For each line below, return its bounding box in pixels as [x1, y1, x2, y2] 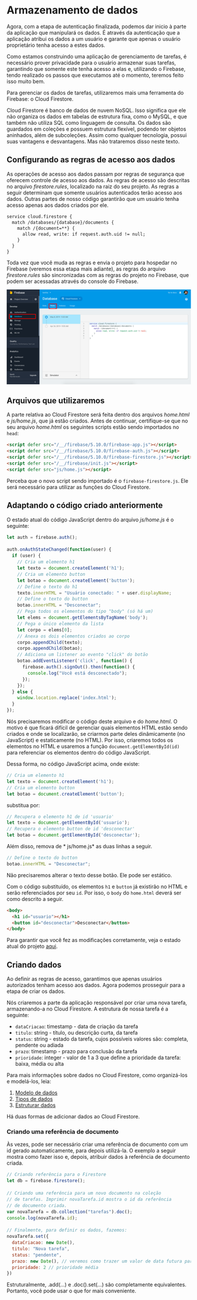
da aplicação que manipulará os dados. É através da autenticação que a [6, 29, 180, 36]
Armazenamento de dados [6, 4, 138, 17]
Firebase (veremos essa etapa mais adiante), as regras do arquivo [6, 265, 166, 272]
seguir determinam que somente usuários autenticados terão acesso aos [6, 189, 183, 196]
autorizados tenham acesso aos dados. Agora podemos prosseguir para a [6, 982, 185, 989]
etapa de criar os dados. [6, 988, 66, 995]
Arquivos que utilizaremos [6, 396, 105, 406]
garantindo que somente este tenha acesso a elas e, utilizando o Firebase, [6, 65, 186, 72]
